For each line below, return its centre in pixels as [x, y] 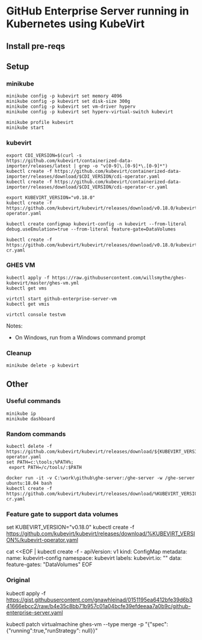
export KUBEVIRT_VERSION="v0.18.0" [51, 197]
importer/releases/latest [38, 166]
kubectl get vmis [28, 304]
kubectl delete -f [29, 447]
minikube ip [21, 414]
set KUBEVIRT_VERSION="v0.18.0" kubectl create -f [70, 527]
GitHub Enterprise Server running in [98, 11]
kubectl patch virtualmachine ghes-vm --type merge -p [75, 624]
